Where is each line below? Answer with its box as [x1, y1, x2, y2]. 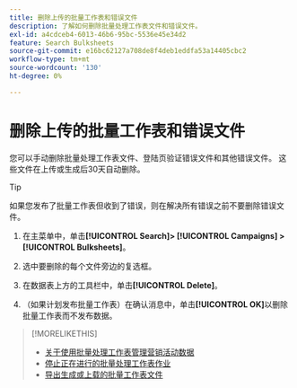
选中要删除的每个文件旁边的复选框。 [22, 260, 157, 271]
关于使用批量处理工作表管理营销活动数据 [44, 347, 195, 357]
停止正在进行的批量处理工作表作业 [44, 357, 171, 368]
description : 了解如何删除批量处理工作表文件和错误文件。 [9, 22, 202, 31]
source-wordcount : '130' [9, 64, 102, 73]
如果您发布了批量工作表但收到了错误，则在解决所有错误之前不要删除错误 [9, 199, 276, 211]
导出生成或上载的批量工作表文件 [44, 369, 163, 380]
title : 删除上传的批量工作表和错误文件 [9, 13, 138, 22]
